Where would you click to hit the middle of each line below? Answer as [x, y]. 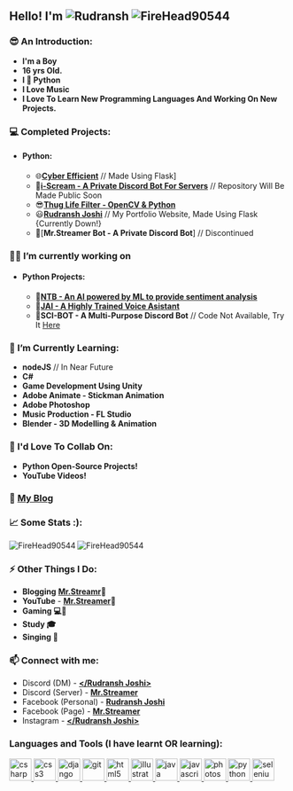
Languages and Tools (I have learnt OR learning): [116, 744]
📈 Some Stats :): [46, 522]
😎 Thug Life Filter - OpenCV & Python [105, 204]
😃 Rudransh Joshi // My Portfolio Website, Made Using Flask [146, 214]
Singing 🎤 [40, 637]
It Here [47, 325]
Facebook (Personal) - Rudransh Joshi [93, 702]
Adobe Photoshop [56, 405]
